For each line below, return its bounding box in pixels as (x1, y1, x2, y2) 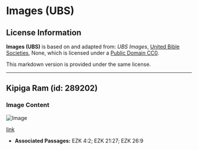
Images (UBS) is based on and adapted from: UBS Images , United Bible (6, 43, 180, 50)
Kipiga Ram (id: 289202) (6, 84, 98, 94)
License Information (6, 28, 81, 38)
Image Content (6, 101, 50, 109)
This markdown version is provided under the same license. (6, 61, 151, 68)
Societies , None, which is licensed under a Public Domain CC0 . (6, 49, 160, 56)
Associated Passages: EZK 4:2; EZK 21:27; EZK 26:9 (14, 137, 144, 144)
